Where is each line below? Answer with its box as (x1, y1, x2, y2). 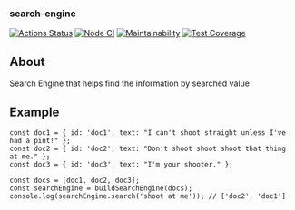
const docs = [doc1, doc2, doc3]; (9, 176, 141, 185)
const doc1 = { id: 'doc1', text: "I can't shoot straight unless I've (9, 128, 286, 138)
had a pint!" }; (9, 136, 71, 145)
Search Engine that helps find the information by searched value (9, 78, 250, 89)
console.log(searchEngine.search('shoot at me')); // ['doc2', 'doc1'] (9, 191, 286, 201)
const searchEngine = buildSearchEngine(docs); (9, 184, 193, 193)
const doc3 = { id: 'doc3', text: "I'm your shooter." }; (9, 159, 233, 169)
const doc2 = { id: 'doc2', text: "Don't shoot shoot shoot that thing (9, 144, 286, 153)
